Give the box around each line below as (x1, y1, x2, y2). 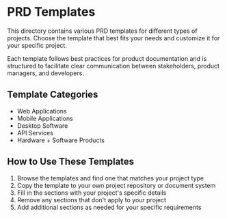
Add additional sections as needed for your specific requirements (16, 203, 202, 211)
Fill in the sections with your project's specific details (16, 189, 167, 197)
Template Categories (7, 89, 98, 100)
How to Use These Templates (7, 156, 135, 167)
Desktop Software (16, 121, 68, 130)
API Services (16, 128, 53, 137)
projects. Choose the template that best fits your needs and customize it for (7, 33, 220, 42)
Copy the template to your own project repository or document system (16, 181, 216, 189)
